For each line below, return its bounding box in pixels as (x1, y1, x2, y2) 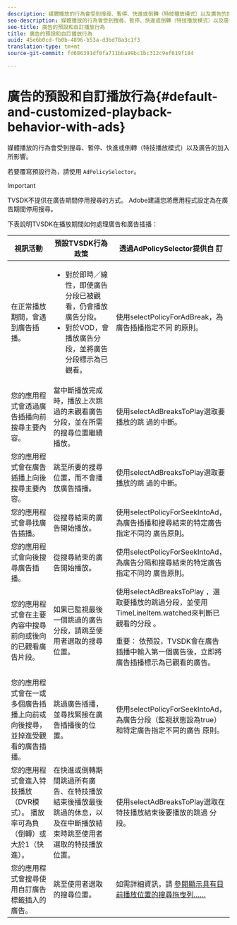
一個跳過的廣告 (53, 615, 104, 625)
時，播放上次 (53, 396, 97, 406)
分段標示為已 (65, 354, 108, 364)
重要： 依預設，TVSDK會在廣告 (116, 636, 220, 646)
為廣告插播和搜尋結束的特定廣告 (116, 517, 222, 527)
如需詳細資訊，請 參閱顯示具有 (116, 879, 217, 889)
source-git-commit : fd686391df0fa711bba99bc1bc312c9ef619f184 (7, 50, 194, 57)
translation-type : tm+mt (7, 43, 80, 50)
